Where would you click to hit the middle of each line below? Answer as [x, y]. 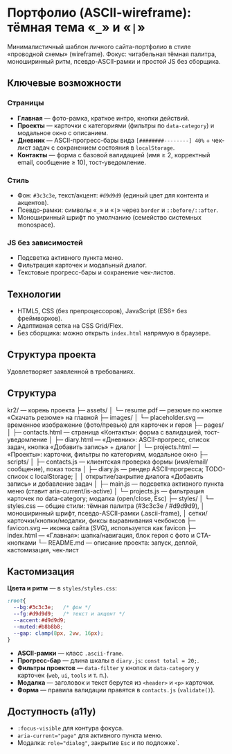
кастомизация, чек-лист [43, 550]
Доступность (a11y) [52, 711]
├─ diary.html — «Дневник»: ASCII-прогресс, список [132, 439]
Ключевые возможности [64, 84]
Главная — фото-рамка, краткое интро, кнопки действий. [103, 118]
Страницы [26, 103]
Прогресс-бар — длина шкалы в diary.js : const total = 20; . [108, 660]
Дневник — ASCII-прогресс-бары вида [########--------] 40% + [114, 140]
